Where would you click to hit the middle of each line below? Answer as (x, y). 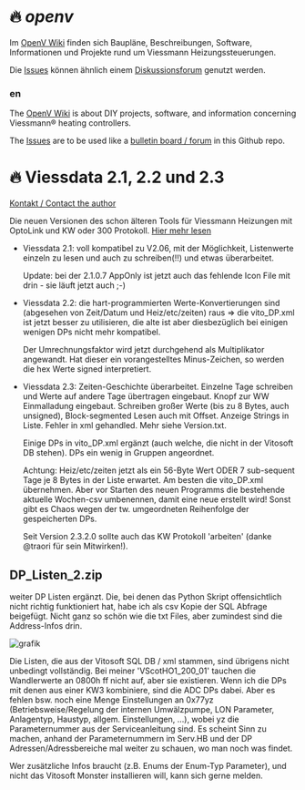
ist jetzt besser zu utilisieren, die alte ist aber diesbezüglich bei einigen (155, 323)
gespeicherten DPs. (60, 519)
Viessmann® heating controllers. (71, 123)
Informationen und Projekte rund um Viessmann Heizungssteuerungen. (142, 52)
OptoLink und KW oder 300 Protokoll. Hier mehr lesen (111, 231)
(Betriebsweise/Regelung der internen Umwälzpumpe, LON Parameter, (142, 709)
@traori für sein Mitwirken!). (76, 546)
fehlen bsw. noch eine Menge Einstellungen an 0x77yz (112, 700)
